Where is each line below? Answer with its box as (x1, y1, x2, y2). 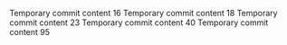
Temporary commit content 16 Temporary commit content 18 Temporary (9, 8, 278, 18)
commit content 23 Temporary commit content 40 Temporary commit (9, 17, 269, 28)
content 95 (9, 27, 51, 37)
